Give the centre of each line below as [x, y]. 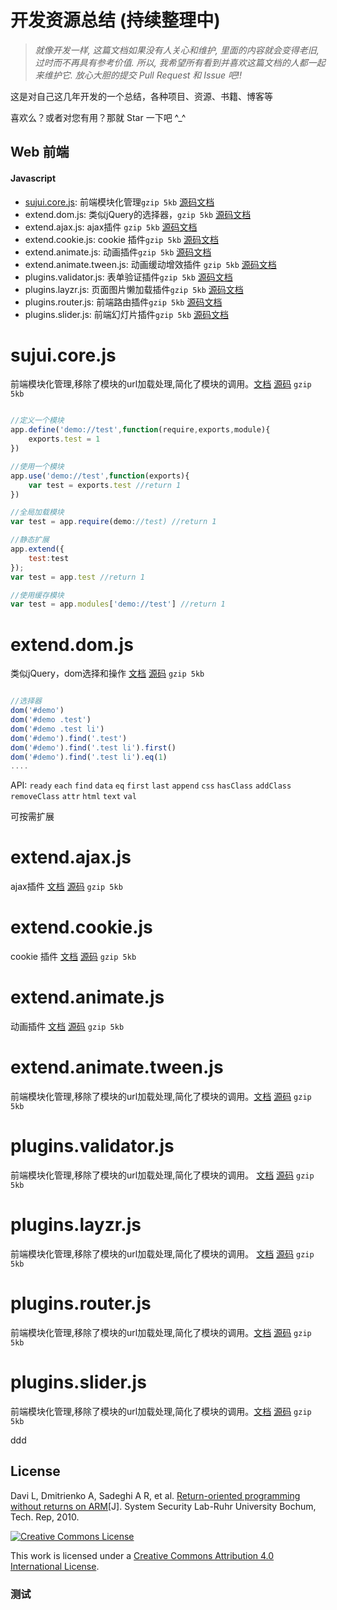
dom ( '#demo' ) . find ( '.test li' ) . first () [93, 747]
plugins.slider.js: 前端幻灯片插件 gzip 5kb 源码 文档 [127, 314]
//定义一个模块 [37, 421]
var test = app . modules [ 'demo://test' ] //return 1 [118, 604]
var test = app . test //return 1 [77, 577]
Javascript [33, 178]
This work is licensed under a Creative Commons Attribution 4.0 [142, 1555]
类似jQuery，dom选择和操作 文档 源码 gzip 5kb [107, 673]
